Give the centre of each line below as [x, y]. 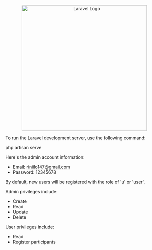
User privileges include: [30, 227]
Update [20, 212]
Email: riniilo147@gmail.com [41, 167]
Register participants [34, 242]
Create [19, 201]
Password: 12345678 [34, 172]
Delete [19, 217]
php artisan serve [23, 147]
